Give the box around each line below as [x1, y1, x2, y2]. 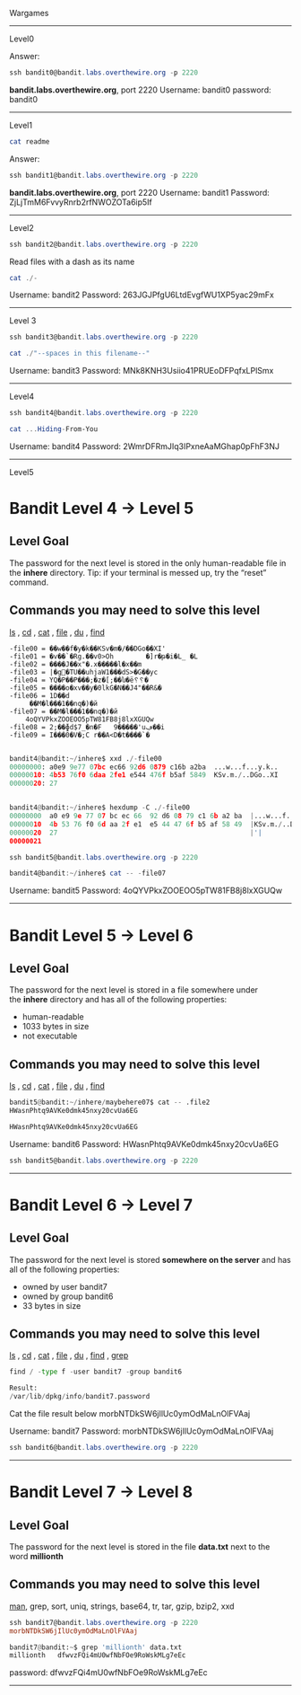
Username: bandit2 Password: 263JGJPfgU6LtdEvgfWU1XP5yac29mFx [9, 289, 275, 300]
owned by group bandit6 [21, 1291, 114, 1302]
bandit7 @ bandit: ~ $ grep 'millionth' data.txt [9, 1643, 182, 1652]
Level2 [9, 222, 34, 233]
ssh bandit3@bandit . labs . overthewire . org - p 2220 [9, 332, 199, 342]
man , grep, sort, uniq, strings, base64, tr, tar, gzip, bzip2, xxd [9, 1601, 235, 1611]
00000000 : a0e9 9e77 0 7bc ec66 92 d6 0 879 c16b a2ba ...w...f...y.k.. [9, 763, 279, 772]
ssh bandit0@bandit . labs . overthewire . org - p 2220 [9, 68, 199, 77]
